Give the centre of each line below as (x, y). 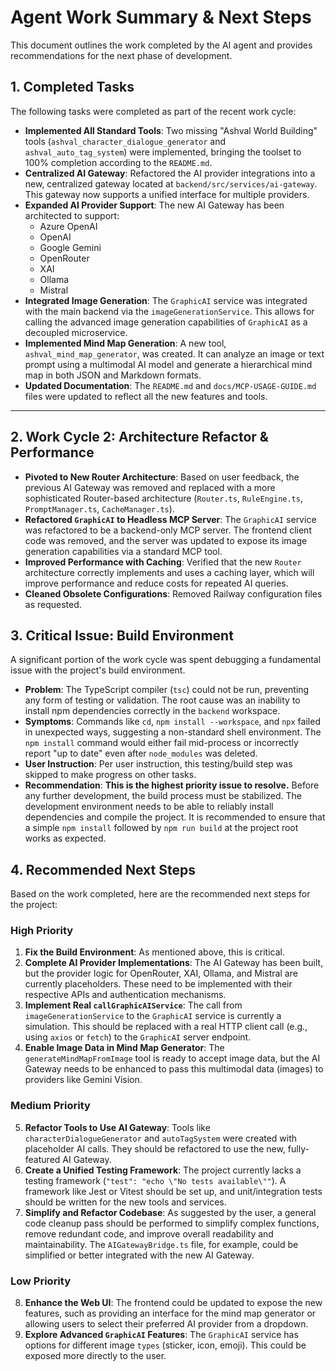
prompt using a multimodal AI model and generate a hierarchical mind (168, 364)
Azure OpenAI (68, 226)
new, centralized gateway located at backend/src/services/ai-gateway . (171, 183)
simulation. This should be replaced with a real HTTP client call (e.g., (166, 1027)
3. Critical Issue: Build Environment (122, 635)
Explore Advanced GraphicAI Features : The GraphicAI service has (161, 1335)
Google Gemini (70, 247)
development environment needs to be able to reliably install (149, 807)
